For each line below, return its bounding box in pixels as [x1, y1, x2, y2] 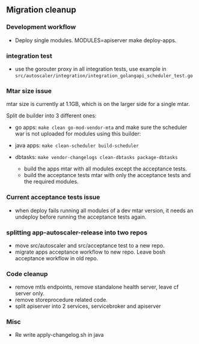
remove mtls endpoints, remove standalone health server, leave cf [14, 283, 179, 291]
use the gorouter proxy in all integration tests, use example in [14, 65, 167, 72]
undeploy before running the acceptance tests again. [14, 213, 147, 220]
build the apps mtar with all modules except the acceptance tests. [23, 165, 188, 172]
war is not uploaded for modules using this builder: [14, 130, 141, 137]
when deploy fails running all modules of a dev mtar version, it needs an [14, 207, 194, 214]
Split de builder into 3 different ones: [6, 112, 97, 119]
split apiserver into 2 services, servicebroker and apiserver [14, 302, 161, 310]
